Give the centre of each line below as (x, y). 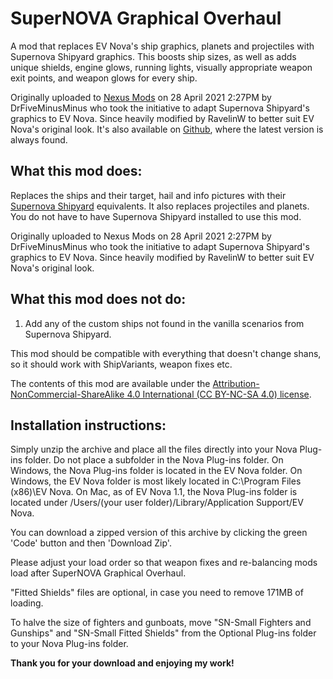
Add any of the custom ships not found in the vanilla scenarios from (164, 323)
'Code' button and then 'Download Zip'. (91, 543)
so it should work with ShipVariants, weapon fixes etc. (121, 364)
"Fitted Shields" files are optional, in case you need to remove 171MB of (157, 593)
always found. (39, 139)
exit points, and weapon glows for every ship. (104, 78)
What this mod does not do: (98, 299)
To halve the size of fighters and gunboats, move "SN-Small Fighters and (161, 623)
